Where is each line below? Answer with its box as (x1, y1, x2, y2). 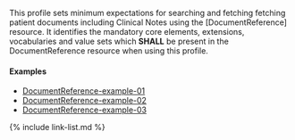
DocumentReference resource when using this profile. (9, 45, 208, 56)
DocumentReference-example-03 (21, 104, 147, 115)
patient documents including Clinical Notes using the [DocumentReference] (9, 17, 288, 28)
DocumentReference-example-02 (21, 95, 147, 106)
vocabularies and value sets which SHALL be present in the (9, 36, 230, 46)
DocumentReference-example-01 (21, 86, 146, 96)
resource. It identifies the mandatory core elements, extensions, (9, 27, 245, 37)
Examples (9, 66, 47, 77)
